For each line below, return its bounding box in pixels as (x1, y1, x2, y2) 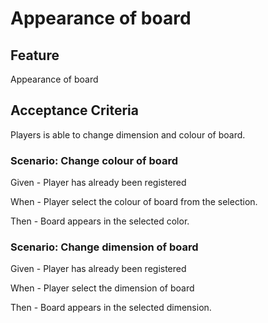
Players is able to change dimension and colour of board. (10, 128, 246, 141)
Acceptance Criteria (10, 102, 139, 119)
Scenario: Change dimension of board (10, 240, 199, 254)
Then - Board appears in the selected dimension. (10, 302, 212, 314)
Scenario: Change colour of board (10, 153, 179, 167)
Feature (10, 47, 60, 64)
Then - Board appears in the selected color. (10, 215, 190, 227)
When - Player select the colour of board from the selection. (10, 196, 258, 208)
